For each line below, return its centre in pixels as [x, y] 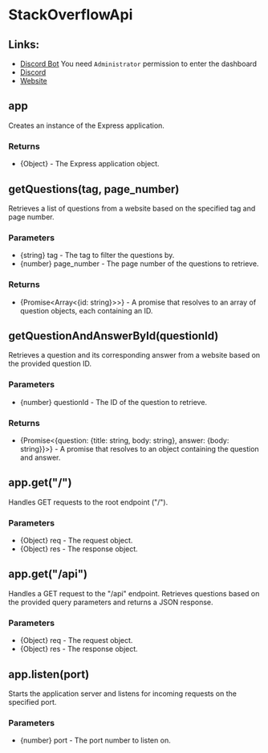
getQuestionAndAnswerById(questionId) [114, 336]
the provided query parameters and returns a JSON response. [111, 602]
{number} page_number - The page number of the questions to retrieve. [139, 264]
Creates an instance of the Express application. [86, 125]
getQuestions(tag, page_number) [94, 189]
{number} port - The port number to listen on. [95, 740]
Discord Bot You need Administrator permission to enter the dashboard [138, 63]
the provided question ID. [50, 364]
